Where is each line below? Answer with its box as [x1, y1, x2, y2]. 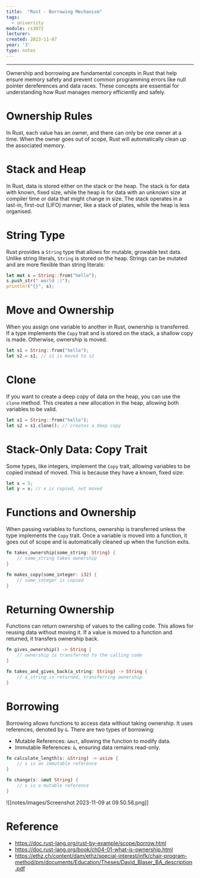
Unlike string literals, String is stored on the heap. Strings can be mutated [6, 255, 187, 262]
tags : [6, 14, 20, 20]
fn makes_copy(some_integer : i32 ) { [6, 572, 97, 578]
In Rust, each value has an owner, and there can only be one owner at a [6, 129, 182, 136]
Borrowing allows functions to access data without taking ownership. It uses [6, 719, 193, 727]
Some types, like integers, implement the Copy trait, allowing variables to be [6, 463, 190, 470]
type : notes [6, 48, 36, 54]
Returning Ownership [6, 603, 115, 616]
